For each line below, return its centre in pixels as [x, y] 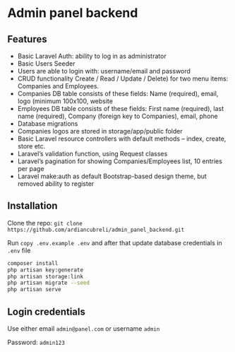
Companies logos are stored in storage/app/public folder [100, 131]
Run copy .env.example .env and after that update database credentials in [115, 242]
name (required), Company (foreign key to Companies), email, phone [117, 116]
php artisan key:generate [45, 270]
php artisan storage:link [45, 276]
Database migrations [48, 124]
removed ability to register [56, 184]
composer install [33, 263]
